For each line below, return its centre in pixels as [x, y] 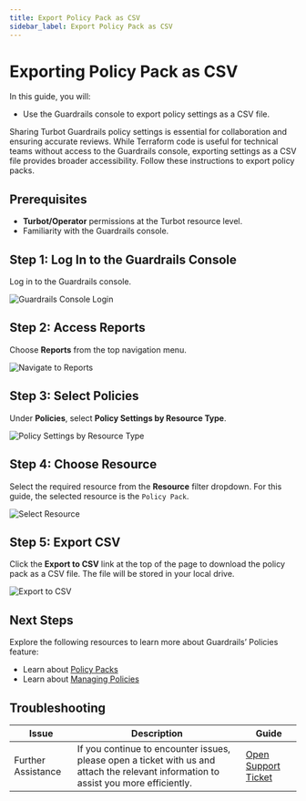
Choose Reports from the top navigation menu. [98, 349]
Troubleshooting [58, 708]
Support [263, 765]
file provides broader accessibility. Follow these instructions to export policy [152, 161]
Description [157, 733]
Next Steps [41, 620]
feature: [24, 652]
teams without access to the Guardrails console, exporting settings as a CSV [153, 151]
